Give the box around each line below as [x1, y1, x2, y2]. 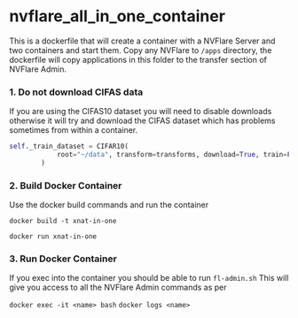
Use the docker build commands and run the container [9, 199, 209, 210]
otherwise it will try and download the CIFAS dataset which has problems [9, 115, 276, 126]
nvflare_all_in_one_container [9, 6, 226, 27]
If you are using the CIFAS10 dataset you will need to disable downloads [9, 106, 272, 117]
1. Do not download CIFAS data [9, 86, 144, 98]
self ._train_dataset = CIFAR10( [9, 142, 129, 151]
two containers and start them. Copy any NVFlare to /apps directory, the [9, 44, 272, 55]
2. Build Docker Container [9, 179, 122, 191]
